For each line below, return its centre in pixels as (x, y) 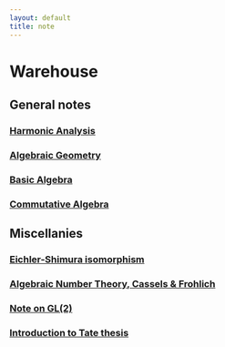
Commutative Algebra (59, 204)
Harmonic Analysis (52, 131)
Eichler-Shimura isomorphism (77, 260)
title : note (32, 26)
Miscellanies (46, 234)
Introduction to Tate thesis (69, 332)
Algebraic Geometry (56, 155)
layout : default (40, 18)
